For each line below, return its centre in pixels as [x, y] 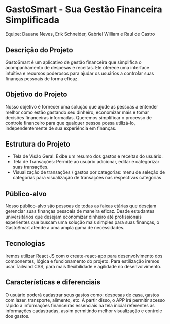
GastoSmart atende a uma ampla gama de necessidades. [65, 228]
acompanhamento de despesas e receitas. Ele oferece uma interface [77, 67]
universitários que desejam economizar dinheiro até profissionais [74, 217]
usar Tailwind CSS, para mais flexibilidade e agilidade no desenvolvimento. [83, 266]
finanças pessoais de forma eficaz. [42, 78]
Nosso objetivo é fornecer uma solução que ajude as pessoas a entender [82, 106]
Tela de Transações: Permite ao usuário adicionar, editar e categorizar [86, 162]
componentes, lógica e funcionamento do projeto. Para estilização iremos [82, 261]
